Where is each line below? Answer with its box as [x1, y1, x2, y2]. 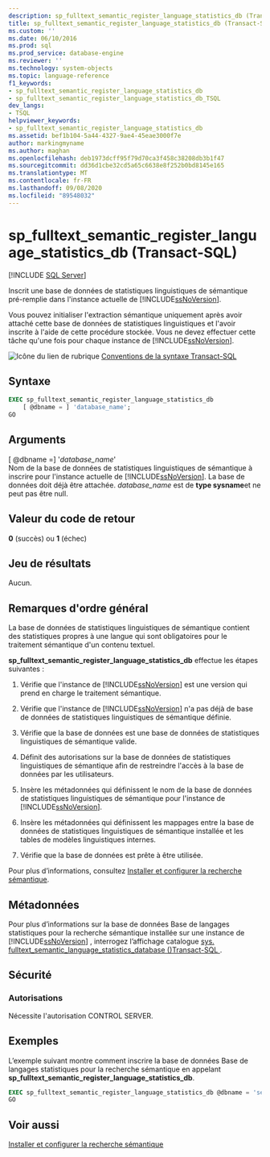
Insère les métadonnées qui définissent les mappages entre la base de [19, 818, 255, 827]
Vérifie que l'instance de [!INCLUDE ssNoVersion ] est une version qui [19, 680, 247, 690]
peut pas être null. [8, 488, 68, 498]
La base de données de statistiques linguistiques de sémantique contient [8, 623, 251, 632]
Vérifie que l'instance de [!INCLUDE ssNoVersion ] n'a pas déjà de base [19, 704, 253, 714]
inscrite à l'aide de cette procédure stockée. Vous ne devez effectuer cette [8, 327, 256, 337]
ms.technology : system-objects [8, 64, 113, 73]
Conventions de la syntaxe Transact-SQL [101, 351, 237, 361]
